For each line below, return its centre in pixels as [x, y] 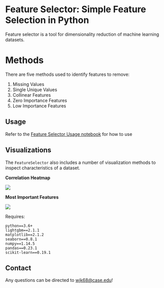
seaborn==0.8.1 [21, 239]
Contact [18, 268]
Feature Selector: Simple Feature [76, 9]
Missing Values [28, 84]
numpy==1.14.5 [20, 243]
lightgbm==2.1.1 [22, 230]
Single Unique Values [35, 90]
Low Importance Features [39, 106]
